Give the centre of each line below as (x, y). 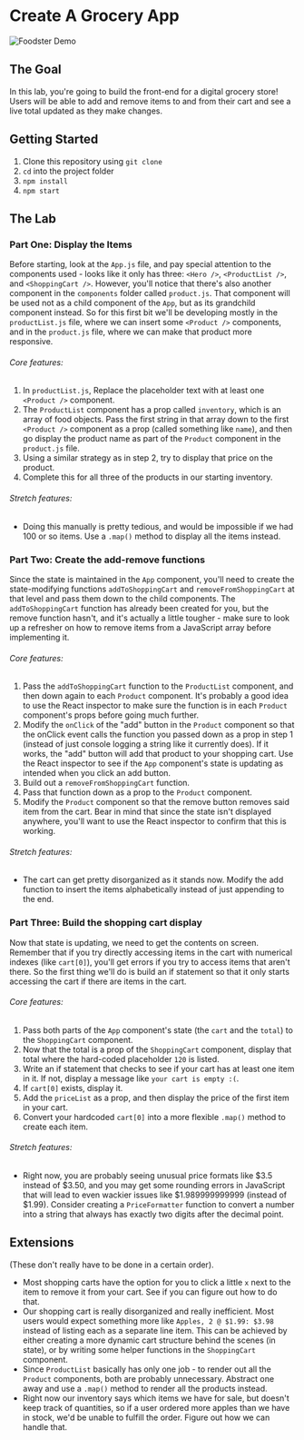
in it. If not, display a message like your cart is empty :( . (131, 1078)
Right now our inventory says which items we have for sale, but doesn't (156, 1398)
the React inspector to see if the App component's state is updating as (153, 763)
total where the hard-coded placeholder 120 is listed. (121, 1058)
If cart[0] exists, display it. (73, 1087)
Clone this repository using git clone (93, 161)
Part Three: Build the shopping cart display (106, 923)
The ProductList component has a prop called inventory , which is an (152, 410)
